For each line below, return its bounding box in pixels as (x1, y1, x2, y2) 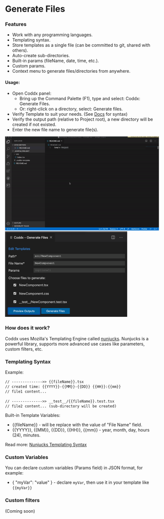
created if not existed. (12, 121, 57, 127)
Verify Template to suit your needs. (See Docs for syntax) (12, 111, 128, 117)
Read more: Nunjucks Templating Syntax (5, 441, 87, 447)
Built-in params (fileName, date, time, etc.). (12, 58, 99, 64)
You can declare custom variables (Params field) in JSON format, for (5, 465, 143, 471)
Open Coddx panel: (12, 90, 52, 96)
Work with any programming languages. (12, 32, 93, 38)
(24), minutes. (12, 432, 41, 438)
